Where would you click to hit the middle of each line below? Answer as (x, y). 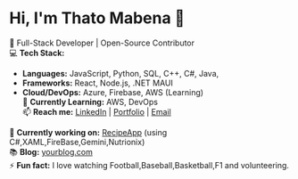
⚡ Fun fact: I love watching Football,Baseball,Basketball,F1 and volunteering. (149, 165)
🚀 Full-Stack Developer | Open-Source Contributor (102, 43)
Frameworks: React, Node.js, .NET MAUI (98, 83)
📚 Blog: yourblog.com (51, 151)
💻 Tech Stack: (37, 53)
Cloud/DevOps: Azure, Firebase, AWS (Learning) (112, 92)
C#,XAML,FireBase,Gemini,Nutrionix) (77, 142)
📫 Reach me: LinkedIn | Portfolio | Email (96, 111)
